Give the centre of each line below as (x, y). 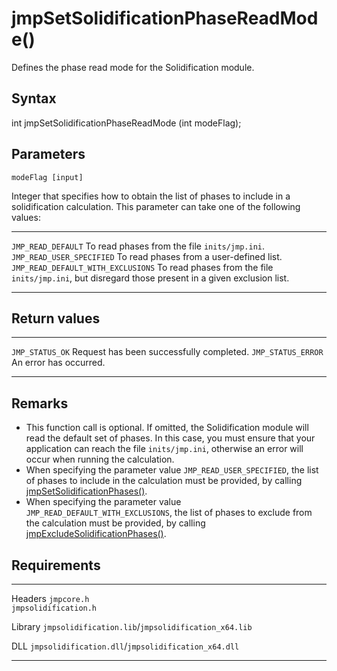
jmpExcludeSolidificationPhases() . (96, 534)
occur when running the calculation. (100, 459)
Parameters (48, 154)
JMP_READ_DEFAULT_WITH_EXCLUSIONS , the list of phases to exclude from (169, 513)
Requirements (56, 565)
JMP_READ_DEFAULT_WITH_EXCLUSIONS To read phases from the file (142, 267)
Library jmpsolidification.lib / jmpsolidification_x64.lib (132, 626)
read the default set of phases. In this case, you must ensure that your (170, 438)
